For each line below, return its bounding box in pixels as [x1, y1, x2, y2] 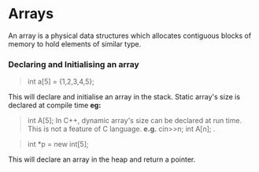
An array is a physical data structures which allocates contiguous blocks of [8, 31, 252, 40]
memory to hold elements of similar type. [8, 39, 142, 48]
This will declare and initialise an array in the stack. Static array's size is [8, 92, 241, 102]
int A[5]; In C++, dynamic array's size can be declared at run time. [27, 116, 242, 125]
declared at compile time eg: [8, 100, 102, 110]
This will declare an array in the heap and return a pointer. [8, 155, 196, 164]
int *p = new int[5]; [27, 140, 89, 149]
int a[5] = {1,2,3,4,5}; [27, 77, 94, 87]
